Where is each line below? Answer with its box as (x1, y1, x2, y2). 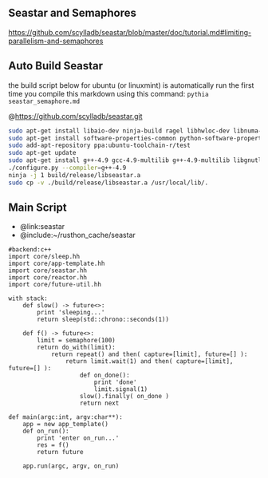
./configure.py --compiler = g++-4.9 (8, 164, 127, 172)
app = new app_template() (22, 421, 109, 429)
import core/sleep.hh (8, 253, 81, 261)
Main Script (8, 201, 67, 215)
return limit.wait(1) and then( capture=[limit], (65, 358, 234, 365)
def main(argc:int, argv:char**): (8, 413, 124, 421)
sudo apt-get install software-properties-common (8, 134, 177, 142)
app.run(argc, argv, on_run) (22, 462, 120, 470)
